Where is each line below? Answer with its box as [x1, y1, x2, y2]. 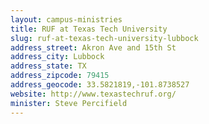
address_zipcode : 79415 [10, 71, 110, 81]
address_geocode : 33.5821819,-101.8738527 [10, 80, 190, 90]
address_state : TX [10, 61, 87, 71]
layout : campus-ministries [10, 14, 123, 25]
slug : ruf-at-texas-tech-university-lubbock [10, 33, 199, 43]
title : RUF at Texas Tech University [10, 24, 168, 34]
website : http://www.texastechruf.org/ [10, 89, 177, 99]
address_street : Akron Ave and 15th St [10, 42, 177, 53]
